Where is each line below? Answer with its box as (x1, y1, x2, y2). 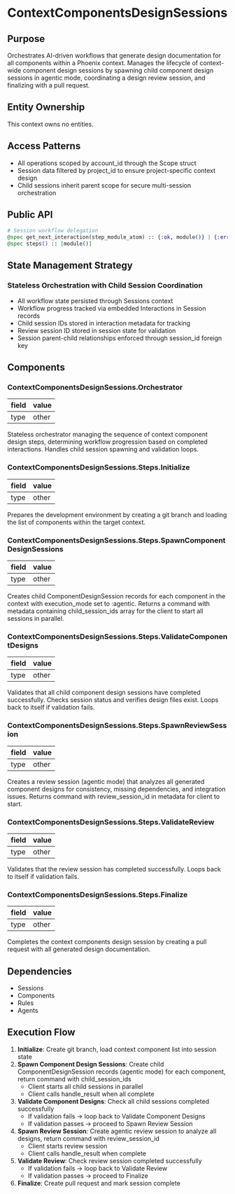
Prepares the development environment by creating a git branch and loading (7, 510, 227, 519)
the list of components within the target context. (7, 518, 145, 526)
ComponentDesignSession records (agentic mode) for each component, (17, 1067, 226, 1076)
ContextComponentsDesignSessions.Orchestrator (7, 383, 183, 393)
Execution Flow (7, 1027, 76, 1039)
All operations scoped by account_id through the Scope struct (17, 159, 197, 167)
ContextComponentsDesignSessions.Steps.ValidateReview (7, 817, 215, 827)
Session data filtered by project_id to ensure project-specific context (17, 166, 215, 174)
